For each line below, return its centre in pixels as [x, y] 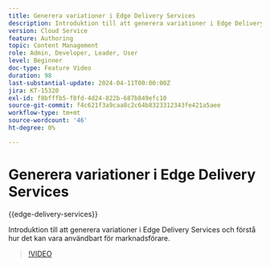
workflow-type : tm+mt [45, 113]
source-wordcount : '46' [48, 121]
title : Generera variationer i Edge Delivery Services [102, 16]
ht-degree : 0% [32, 128]
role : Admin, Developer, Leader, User [73, 53]
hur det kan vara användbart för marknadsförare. [89, 238]
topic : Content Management [53, 46]
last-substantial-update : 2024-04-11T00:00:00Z [90, 83]
